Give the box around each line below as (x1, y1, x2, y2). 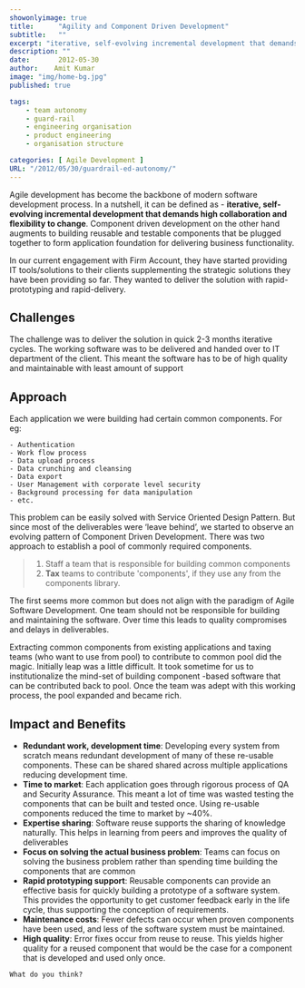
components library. (44, 578, 121, 589)
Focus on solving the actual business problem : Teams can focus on (22, 846, 280, 857)
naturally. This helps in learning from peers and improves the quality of (22, 827, 288, 838)
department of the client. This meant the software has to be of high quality (9, 353, 288, 364)
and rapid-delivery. (54, 283, 127, 295)
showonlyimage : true (9, 13, 88, 23)
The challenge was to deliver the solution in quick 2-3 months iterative (9, 334, 273, 345)
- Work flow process (9, 448, 88, 458)
